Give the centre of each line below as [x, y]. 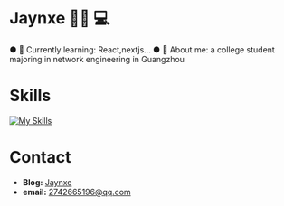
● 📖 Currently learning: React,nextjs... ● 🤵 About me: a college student [142, 49]
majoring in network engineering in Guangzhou [97, 59]
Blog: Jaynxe [47, 182]
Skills [30, 96]
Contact [40, 158]
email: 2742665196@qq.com [76, 192]
